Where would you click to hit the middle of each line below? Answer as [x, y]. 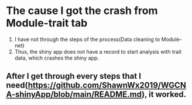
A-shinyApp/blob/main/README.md [74, 94]
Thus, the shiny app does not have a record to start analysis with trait [98, 51]
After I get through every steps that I [74, 76]
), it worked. [164, 94]
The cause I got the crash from [82, 11]
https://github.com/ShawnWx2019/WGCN [107, 85]
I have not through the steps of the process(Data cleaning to [87, 39]
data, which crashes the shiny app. [57, 58]
